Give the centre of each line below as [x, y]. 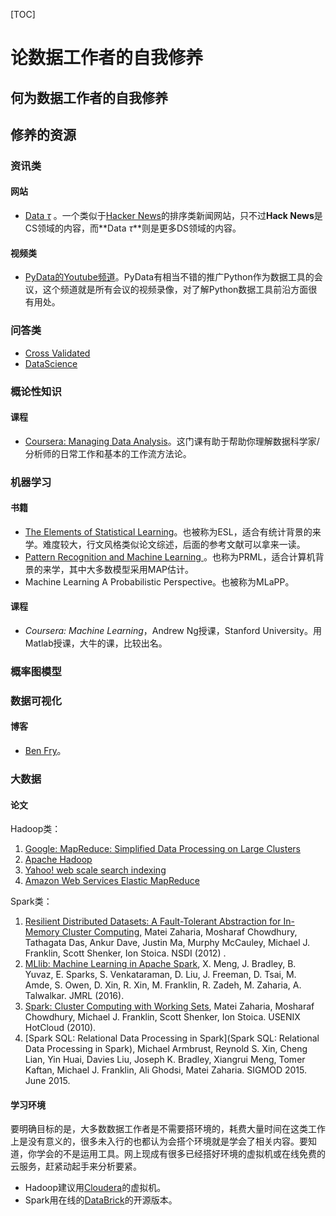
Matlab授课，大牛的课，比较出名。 [96, 643]
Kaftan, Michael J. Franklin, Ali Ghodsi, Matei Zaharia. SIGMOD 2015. [165, 1070]
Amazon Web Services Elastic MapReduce [112, 881]
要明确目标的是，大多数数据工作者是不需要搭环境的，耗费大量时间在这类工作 [168, 1129]
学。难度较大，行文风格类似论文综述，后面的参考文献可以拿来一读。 [165, 544]
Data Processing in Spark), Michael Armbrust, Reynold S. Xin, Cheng [166, 1049]
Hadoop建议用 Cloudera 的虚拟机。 [95, 1188]
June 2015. [47, 1081]
